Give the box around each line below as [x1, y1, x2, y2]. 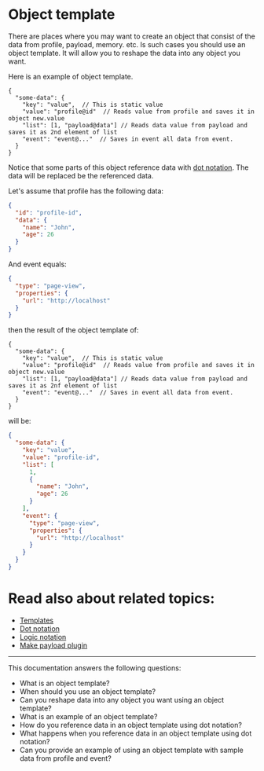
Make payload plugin [19, 641, 88, 650]
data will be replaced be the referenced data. [8, 171, 154, 180]
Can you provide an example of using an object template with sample [19, 745, 244, 754]
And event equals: [8, 259, 67, 269]
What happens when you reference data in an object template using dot [19, 729, 252, 738]
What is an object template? [19, 678, 110, 688]
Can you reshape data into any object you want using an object [19, 695, 225, 704]
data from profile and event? [19, 753, 112, 763]
